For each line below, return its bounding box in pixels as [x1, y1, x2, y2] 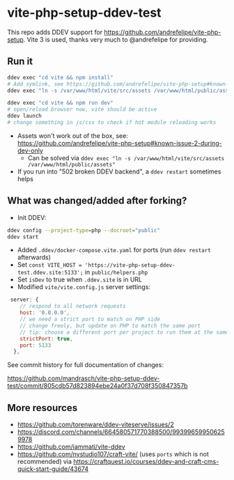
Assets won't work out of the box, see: [17, 131, 129, 140]
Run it [7, 56, 33, 68]
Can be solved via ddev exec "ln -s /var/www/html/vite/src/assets [27, 153, 225, 162]
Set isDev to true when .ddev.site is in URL [17, 275, 143, 284]
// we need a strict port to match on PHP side [19, 316, 160, 323]
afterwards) [17, 253, 51, 262]
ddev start [7, 233, 39, 240]
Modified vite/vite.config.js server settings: [17, 283, 151, 291]
